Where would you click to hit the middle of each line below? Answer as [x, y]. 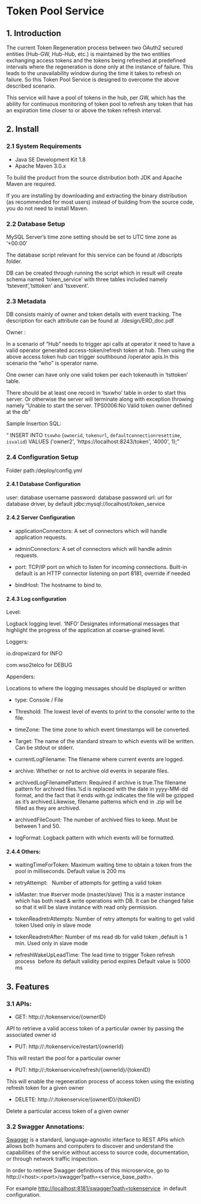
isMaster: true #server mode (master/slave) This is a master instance [100, 895]
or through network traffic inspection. [52, 1159]
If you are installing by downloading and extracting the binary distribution [97, 195]
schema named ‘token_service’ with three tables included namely [87, 279]
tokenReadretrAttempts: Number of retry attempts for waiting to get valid [105, 919]
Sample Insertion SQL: [34, 424]
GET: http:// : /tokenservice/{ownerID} [60, 1017]
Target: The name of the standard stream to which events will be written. [105, 741]
